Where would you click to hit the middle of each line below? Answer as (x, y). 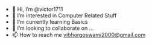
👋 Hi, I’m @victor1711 (37, 9)
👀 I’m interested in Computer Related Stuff (64, 15)
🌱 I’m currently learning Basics (50, 22)
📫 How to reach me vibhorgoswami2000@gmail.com (79, 35)
